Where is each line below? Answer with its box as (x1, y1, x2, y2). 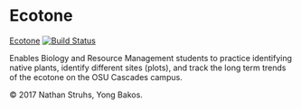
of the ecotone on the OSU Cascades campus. (9, 71, 183, 82)
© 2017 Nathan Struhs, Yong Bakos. (9, 89, 143, 100)
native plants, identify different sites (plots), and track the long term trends (9, 62, 287, 73)
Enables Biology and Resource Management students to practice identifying (9, 52, 292, 63)
